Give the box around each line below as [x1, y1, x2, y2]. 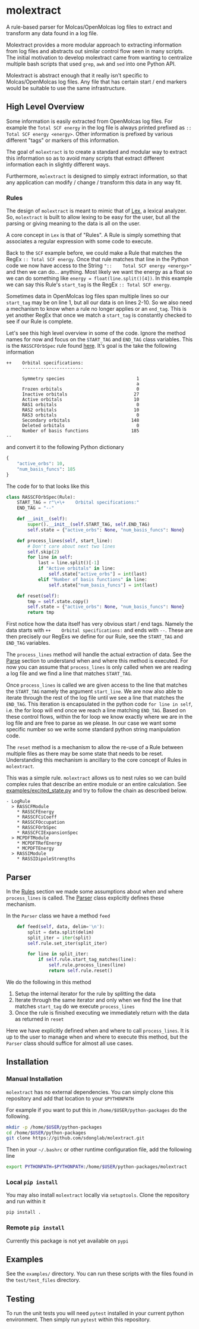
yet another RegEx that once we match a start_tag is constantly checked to [6, 311, 192, 319]
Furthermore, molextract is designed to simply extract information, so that [6, 172, 187, 180]
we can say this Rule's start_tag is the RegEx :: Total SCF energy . [6, 281, 171, 288]
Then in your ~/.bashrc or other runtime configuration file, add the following [6, 1146, 192, 1153]
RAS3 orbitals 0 [21, 412, 140, 418]
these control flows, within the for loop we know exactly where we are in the [6, 713, 193, 721]
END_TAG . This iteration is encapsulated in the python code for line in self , [6, 700, 193, 707]
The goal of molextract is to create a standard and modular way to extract [6, 148, 187, 155]
